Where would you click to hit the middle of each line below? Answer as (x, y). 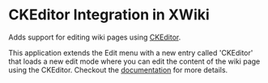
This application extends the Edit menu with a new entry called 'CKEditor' (131, 52)
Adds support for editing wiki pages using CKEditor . (95, 37)
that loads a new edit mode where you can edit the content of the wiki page (134, 61)
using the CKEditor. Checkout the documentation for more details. (118, 69)
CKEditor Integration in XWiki (109, 15)
